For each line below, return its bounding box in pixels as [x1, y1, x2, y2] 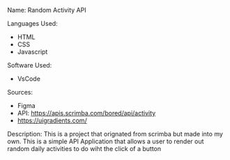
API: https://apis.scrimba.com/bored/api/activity [17, 109, 156, 117]
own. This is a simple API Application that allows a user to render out [7, 137, 204, 145]
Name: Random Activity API [7, 6, 86, 14]
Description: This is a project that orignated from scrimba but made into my [7, 130, 223, 138]
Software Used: [7, 61, 52, 69]
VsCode [17, 74, 40, 83]
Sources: [7, 88, 33, 96]
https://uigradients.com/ [17, 116, 87, 125]
